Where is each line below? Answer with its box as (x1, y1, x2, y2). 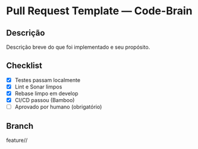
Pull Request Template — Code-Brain (6, 4, 193, 18)
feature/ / (6, 137, 28, 144)
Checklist (6, 61, 43, 71)
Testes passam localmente (14, 76, 81, 84)
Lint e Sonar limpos (14, 83, 62, 90)
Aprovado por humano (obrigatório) (14, 103, 102, 110)
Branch (6, 121, 34, 131)
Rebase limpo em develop (14, 90, 78, 97)
